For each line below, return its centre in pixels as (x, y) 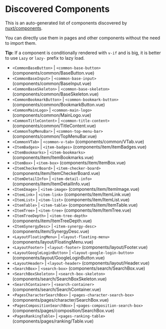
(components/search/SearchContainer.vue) (57, 289)
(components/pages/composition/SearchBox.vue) (63, 310)
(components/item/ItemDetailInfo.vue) (51, 184)
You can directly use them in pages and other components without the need (83, 38)
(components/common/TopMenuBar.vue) (55, 136)
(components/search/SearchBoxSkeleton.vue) (59, 279)
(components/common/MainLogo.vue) (52, 115)
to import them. (21, 43)
